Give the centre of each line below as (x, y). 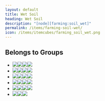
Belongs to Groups (34, 52)
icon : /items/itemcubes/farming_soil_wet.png (52, 33)
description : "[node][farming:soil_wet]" (48, 23)
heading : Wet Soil (24, 19)
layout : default (22, 10)
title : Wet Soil (22, 14)
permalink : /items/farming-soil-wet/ (44, 28)
